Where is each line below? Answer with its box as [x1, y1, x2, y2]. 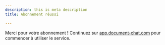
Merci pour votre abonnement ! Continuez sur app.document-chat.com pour [5, 30, 161, 36]
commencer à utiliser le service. [5, 35, 71, 41]
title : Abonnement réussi [5, 12, 58, 17]
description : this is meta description [5, 7, 88, 12]
